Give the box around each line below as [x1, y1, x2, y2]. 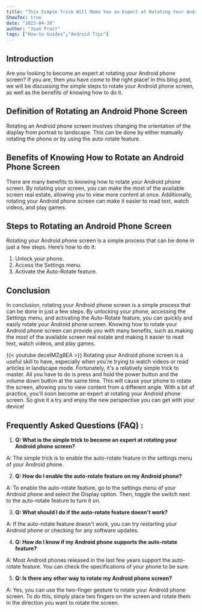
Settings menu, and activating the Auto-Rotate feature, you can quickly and [6, 314, 193, 321]
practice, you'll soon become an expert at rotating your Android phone [6, 390, 181, 397]
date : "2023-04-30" [6, 20, 55, 26]
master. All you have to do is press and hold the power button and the [6, 371, 179, 378]
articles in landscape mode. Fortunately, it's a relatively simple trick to [6, 364, 179, 371]
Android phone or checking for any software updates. [6, 527, 139, 534]
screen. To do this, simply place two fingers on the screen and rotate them [6, 593, 191, 600]
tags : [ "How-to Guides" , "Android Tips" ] [6, 31, 109, 37]
